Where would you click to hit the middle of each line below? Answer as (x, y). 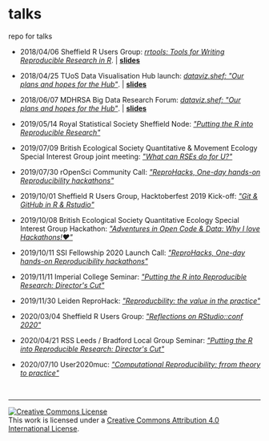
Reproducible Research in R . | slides (80, 60)
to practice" (40, 373)
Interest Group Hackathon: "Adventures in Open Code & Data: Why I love (140, 229)
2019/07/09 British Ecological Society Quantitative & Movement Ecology (139, 148)
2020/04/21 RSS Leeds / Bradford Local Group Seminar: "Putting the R (136, 340)
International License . (44, 428)
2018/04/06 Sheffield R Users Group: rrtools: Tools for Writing (122, 51)
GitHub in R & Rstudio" (57, 204)
